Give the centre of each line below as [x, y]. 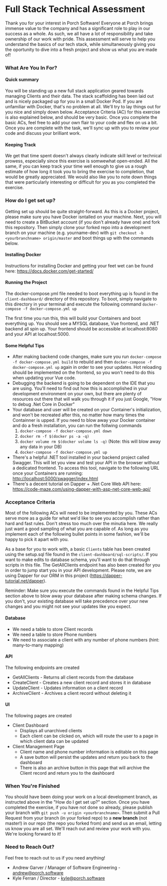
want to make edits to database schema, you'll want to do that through [78, 560]
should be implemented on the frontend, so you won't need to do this [83, 372]
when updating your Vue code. [44, 378]
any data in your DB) [41, 447]
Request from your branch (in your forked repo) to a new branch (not [76, 818]
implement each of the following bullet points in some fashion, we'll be [78, 534]
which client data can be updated [54, 741]
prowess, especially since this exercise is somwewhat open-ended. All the [82, 161]
